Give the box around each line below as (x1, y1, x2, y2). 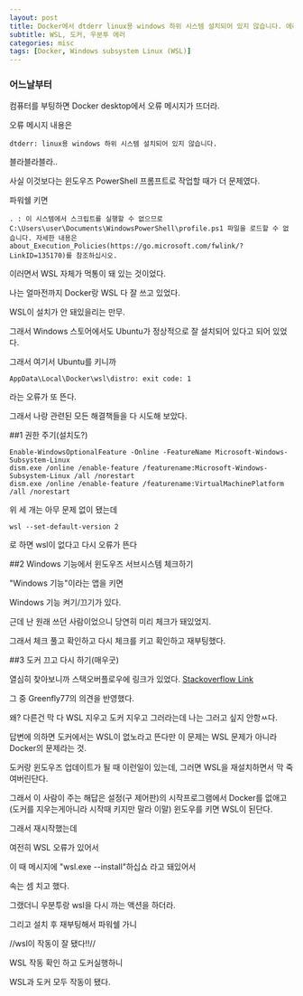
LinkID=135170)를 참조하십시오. (9, 251, 118, 260)
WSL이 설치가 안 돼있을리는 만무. (9, 306, 126, 317)
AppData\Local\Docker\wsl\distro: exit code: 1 (9, 374, 192, 384)
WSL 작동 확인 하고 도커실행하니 (9, 957, 124, 968)
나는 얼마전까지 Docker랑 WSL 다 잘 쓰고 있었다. (9, 287, 180, 298)
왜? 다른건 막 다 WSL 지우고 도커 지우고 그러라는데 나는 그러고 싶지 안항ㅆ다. (9, 712, 278, 723)
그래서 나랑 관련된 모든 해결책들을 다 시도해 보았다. (9, 410, 188, 421)
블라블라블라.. (9, 156, 59, 167)
